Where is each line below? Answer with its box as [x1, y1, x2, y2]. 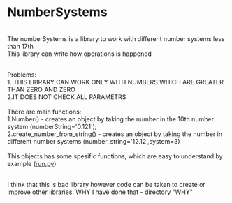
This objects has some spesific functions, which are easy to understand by [7, 151, 223, 160]
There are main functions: [7, 107, 82, 116]
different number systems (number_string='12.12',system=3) [7, 137, 180, 145]
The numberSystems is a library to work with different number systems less [7, 34, 225, 43]
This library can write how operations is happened [7, 50, 152, 58]
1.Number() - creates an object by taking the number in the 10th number [7, 114, 215, 123]
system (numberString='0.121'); [7, 122, 97, 130]
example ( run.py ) [7, 159, 57, 167]
